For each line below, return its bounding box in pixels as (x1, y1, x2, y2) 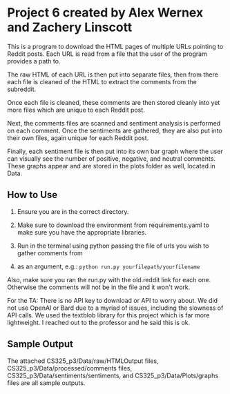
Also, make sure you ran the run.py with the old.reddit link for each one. (7, 275, 211, 284)
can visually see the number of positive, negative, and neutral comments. (7, 154, 216, 163)
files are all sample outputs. (7, 378, 86, 387)
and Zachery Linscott (7, 19, 133, 35)
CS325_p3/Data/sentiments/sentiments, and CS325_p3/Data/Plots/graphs (7, 371, 219, 380)
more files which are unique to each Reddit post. (7, 106, 145, 114)
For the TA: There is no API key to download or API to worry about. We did (7, 296, 218, 304)
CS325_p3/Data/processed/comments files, (7, 364, 133, 372)
